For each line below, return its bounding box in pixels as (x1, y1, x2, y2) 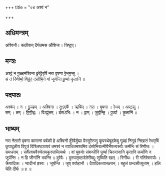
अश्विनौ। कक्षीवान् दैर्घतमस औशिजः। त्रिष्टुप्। (5, 42, 76, 48)
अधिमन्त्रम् (5, 29, 28, 37)
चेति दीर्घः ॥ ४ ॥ (5, 166, 31, 172)
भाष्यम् (5, 124, 19, 133)
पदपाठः (5, 91, 21, 99)
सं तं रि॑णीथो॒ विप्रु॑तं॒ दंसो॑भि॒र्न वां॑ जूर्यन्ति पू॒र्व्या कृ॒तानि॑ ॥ (5, 76, 85, 82)
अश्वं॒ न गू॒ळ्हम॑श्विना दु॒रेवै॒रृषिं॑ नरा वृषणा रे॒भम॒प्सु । (5, 70, 79, 76)
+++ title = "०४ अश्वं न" (5, 5, 49, 10)
